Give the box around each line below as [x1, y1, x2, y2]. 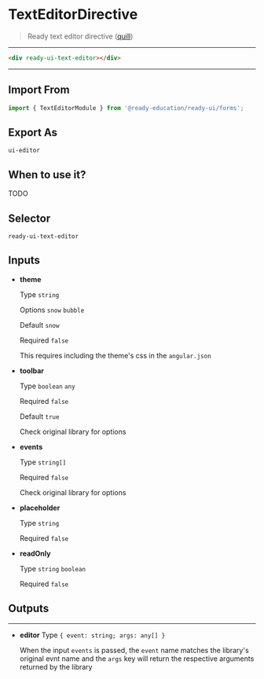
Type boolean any [19, 381, 76, 391]
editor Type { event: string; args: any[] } [19, 630, 166, 640]
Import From [8, 83, 70, 97]
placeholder [19, 503, 60, 512]
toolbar [19, 365, 45, 375]
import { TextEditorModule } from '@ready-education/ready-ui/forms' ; [8, 104, 244, 112]
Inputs [8, 254, 41, 267]
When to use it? [8, 167, 86, 182]
